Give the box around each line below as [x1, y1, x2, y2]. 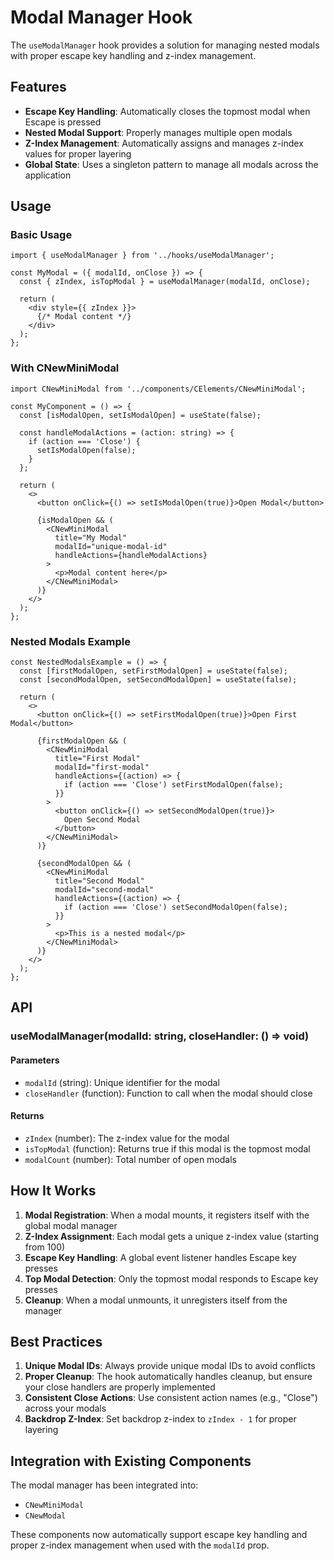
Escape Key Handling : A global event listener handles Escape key [24, 1251, 297, 1263]
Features [10, 79, 67, 96]
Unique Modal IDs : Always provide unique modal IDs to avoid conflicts [24, 1360, 316, 1372]
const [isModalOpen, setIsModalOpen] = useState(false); [19, 410, 262, 420]
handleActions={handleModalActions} [54, 550, 208, 560]
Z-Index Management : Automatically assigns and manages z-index [24, 137, 304, 149]
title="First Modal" [54, 754, 141, 764]
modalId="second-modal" [54, 885, 155, 895]
